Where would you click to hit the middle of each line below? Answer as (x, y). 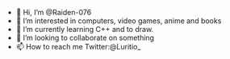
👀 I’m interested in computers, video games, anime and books (119, 21)
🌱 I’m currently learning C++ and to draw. (85, 29)
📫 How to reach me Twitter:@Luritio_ (78, 47)
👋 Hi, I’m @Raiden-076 (54, 12)
